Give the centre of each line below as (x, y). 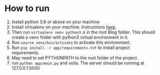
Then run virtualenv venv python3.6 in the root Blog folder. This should (83, 32)
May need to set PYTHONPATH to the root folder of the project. (75, 58)
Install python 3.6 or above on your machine (56, 22)
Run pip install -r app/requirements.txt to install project (71, 47)
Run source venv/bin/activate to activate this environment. (71, 42)
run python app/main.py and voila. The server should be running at (78, 63)
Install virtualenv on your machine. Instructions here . (64, 27)
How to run (27, 8)
